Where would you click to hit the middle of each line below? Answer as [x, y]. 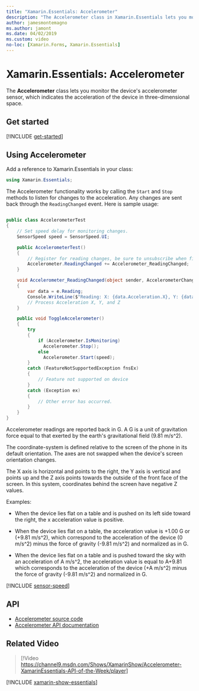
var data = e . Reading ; [55, 291]
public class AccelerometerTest [46, 220]
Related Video [33, 644]
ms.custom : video [28, 39]
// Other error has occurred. [75, 402]
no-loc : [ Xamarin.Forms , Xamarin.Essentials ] [63, 45]
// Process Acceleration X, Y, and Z [74, 302]
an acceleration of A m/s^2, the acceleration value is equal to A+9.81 [98, 561]
